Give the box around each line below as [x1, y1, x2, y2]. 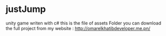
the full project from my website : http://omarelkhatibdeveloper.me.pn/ [5, 25, 150, 31]
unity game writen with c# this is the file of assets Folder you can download [5, 20, 161, 26]
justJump [5, 3, 46, 15]
